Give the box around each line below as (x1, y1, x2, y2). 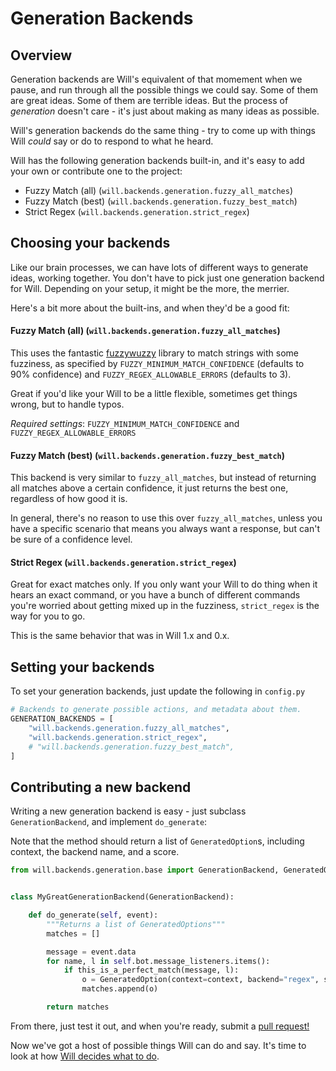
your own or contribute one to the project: (10, 165, 183, 177)
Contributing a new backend (10, 778, 192, 796)
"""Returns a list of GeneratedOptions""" (46, 919, 226, 929)
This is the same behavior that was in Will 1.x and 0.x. (10, 630, 230, 642)
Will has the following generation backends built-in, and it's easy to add (10, 155, 305, 166)
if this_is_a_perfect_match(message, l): (63, 965, 240, 976)
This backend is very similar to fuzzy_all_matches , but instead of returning (10, 472, 317, 484)
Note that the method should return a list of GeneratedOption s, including (10, 835, 305, 847)
